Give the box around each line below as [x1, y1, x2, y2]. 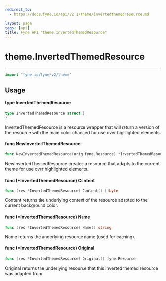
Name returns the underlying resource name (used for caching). [5, 234, 136, 240]
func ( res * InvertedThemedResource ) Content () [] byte [5, 188, 119, 193]
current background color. [5, 202, 58, 208]
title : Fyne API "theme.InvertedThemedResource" [5, 30, 107, 35]
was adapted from [5, 270, 42, 276]
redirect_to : [5, 7, 32, 12]
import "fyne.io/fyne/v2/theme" [5, 72, 72, 77]
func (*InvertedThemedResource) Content [5, 177, 95, 183]
